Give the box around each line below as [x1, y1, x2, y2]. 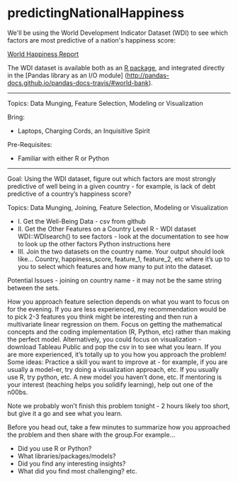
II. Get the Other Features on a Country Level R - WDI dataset [17, 224, 196, 233]
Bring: [7, 112, 25, 121]
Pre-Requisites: [7, 140, 52, 148]
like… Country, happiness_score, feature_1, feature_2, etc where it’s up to [17, 254, 230, 263]
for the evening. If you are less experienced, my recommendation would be [7, 305, 227, 313]
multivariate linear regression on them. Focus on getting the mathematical [7, 319, 223, 328]
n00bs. [7, 388, 28, 396]
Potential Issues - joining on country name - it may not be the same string [7, 275, 222, 285]
